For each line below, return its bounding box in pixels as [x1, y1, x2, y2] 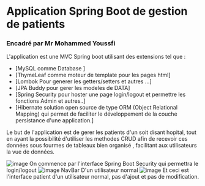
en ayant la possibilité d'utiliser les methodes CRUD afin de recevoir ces [6, 135, 188, 143]
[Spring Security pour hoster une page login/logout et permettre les [15, 91, 186, 99]
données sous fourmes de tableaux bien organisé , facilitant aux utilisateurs [6, 142, 197, 149]
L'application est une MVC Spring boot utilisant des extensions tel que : [6, 53, 186, 61]
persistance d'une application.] [15, 117, 94, 124]
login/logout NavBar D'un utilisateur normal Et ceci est [6, 166, 189, 174]
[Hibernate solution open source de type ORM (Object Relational [15, 104, 178, 111]
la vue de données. [6, 148, 55, 155]
